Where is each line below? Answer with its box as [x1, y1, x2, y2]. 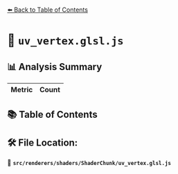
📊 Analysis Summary [7, 61, 103, 73]
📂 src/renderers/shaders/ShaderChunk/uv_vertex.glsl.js [7, 159, 172, 167]
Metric [10, 85, 33, 94]
